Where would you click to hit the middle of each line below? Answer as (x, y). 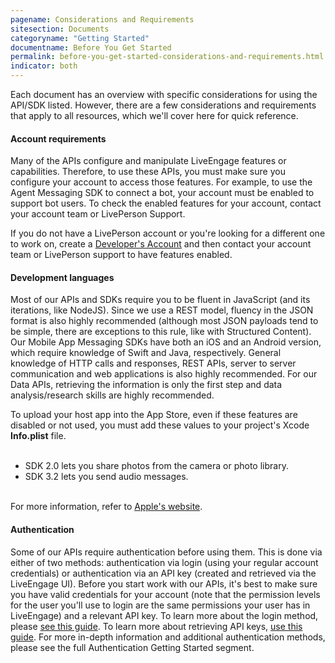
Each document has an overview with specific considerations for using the (164, 94)
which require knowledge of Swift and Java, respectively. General (146, 353)
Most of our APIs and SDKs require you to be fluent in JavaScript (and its (160, 300)
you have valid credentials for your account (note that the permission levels (165, 594)
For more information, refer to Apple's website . (106, 507)
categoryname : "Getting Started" (80, 38)
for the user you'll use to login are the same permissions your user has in (160, 605)
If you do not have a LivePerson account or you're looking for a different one (168, 233)
